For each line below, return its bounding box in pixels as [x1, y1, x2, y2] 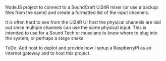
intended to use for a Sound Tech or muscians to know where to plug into [5, 30, 158, 35]
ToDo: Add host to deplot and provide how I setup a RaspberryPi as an [5, 45, 152, 50]
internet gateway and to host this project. [5, 50, 91, 56]
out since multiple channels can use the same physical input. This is [5, 24, 147, 30]
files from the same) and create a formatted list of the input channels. [5, 9, 150, 15]
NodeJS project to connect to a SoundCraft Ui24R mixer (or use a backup [5, 4, 158, 10]
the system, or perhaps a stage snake [5, 35, 84, 41]
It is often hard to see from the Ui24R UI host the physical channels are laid [5, 19, 161, 25]
